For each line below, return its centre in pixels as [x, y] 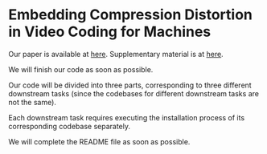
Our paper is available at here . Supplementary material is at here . [116, 54]
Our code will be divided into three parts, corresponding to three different [130, 85]
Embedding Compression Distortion [131, 15]
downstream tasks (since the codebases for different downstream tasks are [134, 93]
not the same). [32, 102]
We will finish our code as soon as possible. [81, 69]
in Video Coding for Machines [110, 32]
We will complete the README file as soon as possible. [99, 141]
